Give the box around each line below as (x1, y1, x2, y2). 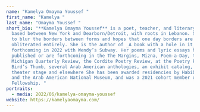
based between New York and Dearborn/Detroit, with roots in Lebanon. (11, 31, 190, 37)
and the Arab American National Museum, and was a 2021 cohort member (11, 75, 190, 81)
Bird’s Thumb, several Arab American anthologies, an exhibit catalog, (11, 63, 193, 70)
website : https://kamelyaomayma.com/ (6, 97, 100, 103)
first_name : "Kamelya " (6, 14, 65, 20)
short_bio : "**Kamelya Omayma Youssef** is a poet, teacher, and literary (6, 25, 196, 31)
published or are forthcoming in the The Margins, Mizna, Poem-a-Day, (11, 53, 190, 59)
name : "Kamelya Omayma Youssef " (6, 8, 89, 15)
